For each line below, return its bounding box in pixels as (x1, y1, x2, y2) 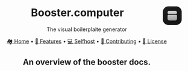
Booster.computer (30, 6, 124, 20)
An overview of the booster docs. (22, 57, 151, 67)
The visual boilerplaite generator (46, 26, 127, 33)
